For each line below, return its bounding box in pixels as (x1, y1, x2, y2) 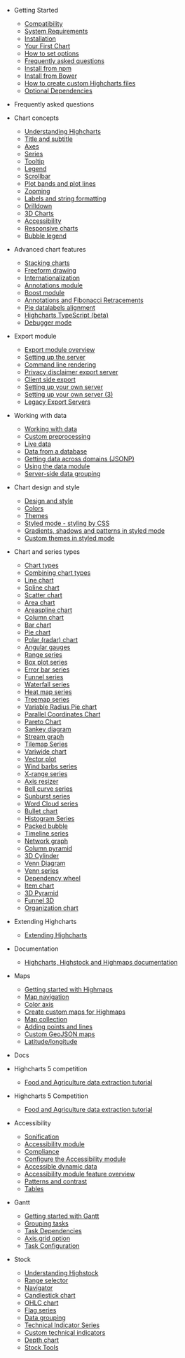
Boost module (24, 289, 65, 297)
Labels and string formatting (24, 194, 107, 203)
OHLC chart (24, 1298, 59, 1307)
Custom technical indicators (24, 1329, 106, 1336)
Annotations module (24, 281, 83, 290)
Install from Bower (24, 72, 77, 80)
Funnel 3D (24, 897, 55, 904)
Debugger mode (24, 318, 72, 327)
